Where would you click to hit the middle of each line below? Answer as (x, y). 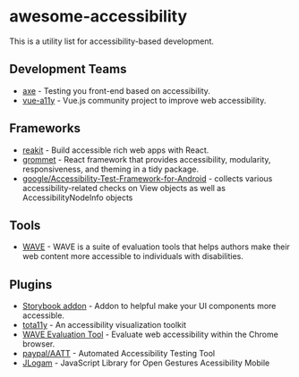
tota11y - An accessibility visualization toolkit (104, 325)
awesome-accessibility (98, 17)
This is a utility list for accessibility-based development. (112, 41)
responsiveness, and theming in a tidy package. (111, 169)
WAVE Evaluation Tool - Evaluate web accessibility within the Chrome (150, 335)
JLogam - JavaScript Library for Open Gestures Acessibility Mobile (146, 363)
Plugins (31, 285)
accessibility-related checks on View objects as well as (124, 188)
